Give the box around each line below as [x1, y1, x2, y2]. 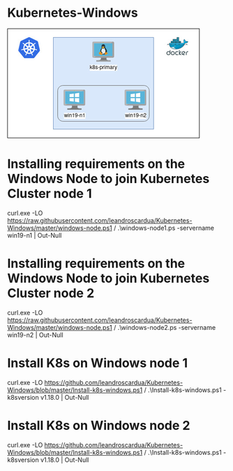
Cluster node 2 [7, 285, 95, 301]
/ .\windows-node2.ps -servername [114, 323, 216, 331]
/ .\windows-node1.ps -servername [114, 224, 215, 232]
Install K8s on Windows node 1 [7, 355, 188, 371]
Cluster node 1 [7, 186, 92, 202]
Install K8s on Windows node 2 [7, 417, 190, 433]
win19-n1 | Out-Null [7, 231, 62, 239]
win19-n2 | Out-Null [7, 331, 64, 339]
